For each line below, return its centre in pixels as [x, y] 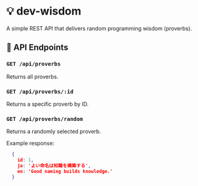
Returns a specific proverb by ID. [48, 104]
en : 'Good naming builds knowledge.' [65, 171]
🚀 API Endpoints [37, 48]
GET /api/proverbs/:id [40, 91]
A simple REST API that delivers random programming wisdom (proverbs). [99, 28]
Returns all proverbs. [33, 77]
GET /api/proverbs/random [45, 119]
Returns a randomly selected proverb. [54, 131]
